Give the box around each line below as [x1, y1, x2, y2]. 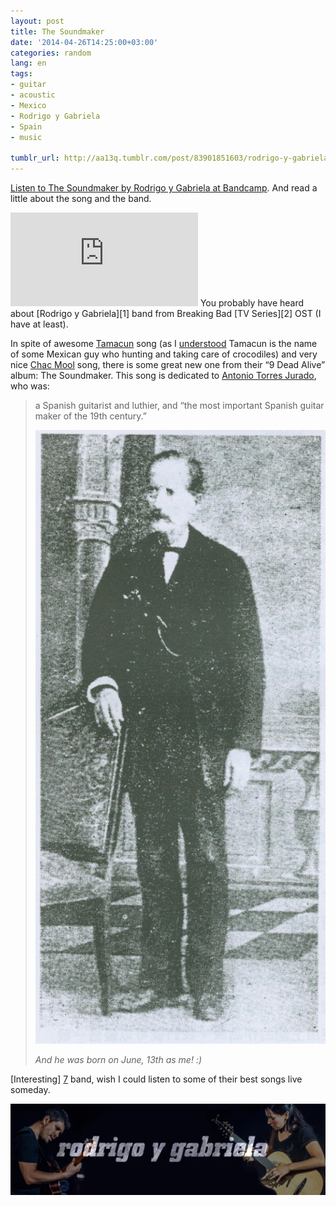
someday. [10, 1084, 51, 1096]
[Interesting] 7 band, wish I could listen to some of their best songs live [10, 1073, 303, 1085]
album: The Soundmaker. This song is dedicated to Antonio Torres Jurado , [10, 370, 317, 381]
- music [10, 132, 43, 142]
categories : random [10, 48, 92, 58]
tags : [10, 69, 33, 79]
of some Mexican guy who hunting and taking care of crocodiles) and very [10, 348, 318, 360]
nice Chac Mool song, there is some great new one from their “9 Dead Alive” [10, 359, 326, 370]
